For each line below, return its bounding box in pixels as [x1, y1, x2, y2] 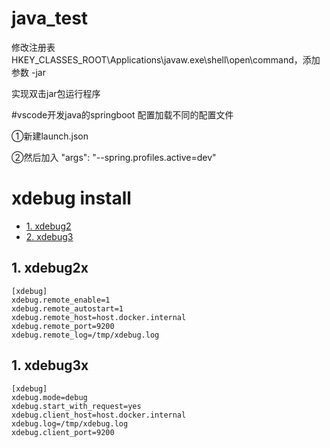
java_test [11, 7, 89, 30]
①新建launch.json [11, 130, 89, 142]
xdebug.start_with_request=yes [11, 401, 142, 411]
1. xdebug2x [11, 260, 89, 277]
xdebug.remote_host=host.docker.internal [11, 312, 187, 322]
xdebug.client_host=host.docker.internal [11, 410, 187, 420]
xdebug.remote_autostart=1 [11, 303, 124, 314]
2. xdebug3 [25, 230, 74, 242]
